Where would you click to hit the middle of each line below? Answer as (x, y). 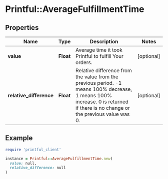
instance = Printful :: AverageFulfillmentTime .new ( (59, 159)
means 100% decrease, (104, 89)
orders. (84, 62)
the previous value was (103, 114)
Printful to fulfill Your (100, 56)
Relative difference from (104, 71)
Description (104, 42)
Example (19, 138)
